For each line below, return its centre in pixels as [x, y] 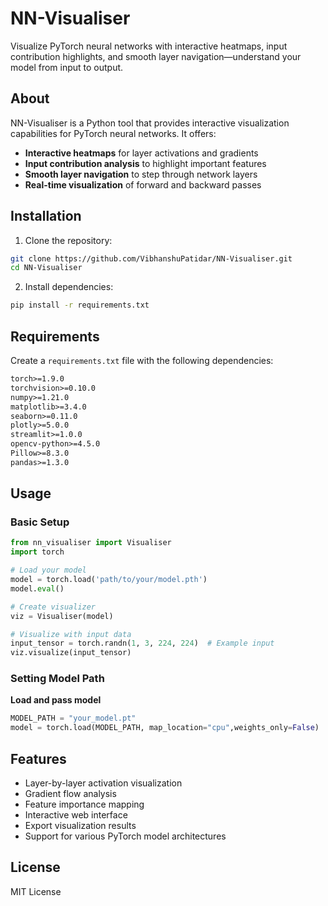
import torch [37, 552]
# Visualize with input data [71, 634]
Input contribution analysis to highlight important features [145, 163]
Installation [46, 216]
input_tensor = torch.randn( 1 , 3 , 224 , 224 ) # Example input [142, 643]
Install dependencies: [69, 287]
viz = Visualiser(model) [62, 616]
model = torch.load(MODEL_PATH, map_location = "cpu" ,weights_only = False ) [165, 728]
